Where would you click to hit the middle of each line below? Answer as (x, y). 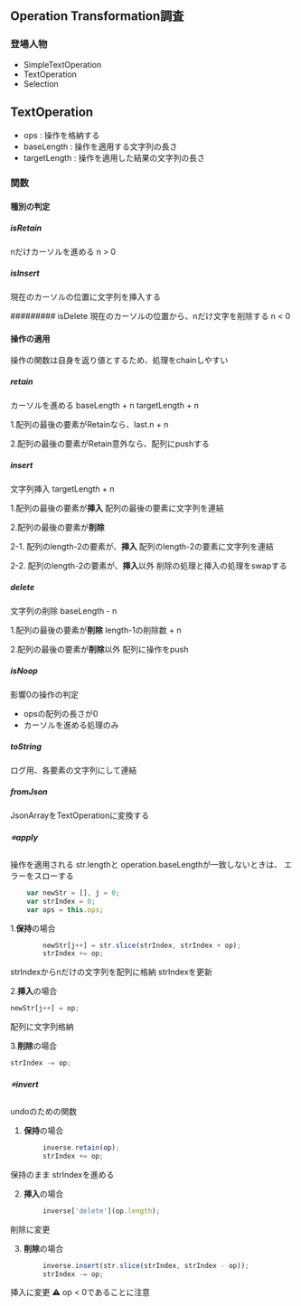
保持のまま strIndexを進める (62, 1174)
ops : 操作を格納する (61, 135)
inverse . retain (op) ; (81, 1148)
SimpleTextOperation (62, 64)
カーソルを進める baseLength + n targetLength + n (105, 406)
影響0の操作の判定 (45, 695)
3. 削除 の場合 (34, 1046)
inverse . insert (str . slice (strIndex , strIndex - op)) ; (146, 1265)
